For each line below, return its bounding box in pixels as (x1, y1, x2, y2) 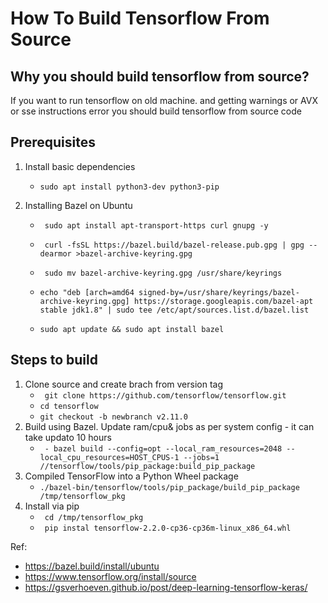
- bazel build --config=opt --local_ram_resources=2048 (44, 443, 283, 454)
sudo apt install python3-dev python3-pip (39, 182, 220, 192)
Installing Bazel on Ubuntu (24, 199, 133, 211)
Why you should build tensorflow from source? (10, 68, 310, 85)
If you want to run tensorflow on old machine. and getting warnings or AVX (10, 95, 318, 106)
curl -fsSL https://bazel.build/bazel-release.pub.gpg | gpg (44, 240, 305, 250)
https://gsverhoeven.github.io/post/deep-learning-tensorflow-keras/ (24, 581, 308, 593)
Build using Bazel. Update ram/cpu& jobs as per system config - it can (24, 420, 315, 432)
